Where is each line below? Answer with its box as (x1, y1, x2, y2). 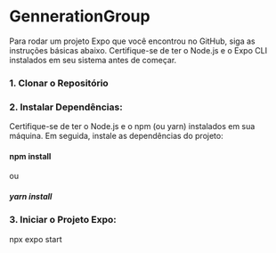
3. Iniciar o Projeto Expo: (9, 214, 118, 226)
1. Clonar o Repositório (9, 77, 109, 89)
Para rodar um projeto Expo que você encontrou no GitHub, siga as (9, 36, 256, 46)
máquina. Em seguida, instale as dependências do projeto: (9, 131, 224, 142)
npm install (9, 151, 52, 161)
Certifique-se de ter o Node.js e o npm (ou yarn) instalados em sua (9, 121, 256, 132)
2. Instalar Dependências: (9, 101, 123, 113)
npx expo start (9, 233, 62, 244)
